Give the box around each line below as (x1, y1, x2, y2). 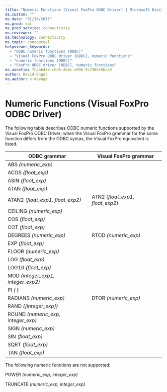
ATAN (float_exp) (7, 185, 48, 192)
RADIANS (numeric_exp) (7, 294, 65, 301)
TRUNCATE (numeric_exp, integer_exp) (5, 381, 85, 387)
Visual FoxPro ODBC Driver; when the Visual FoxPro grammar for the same (5, 130, 158, 136)
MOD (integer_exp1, (7, 272, 55, 279)
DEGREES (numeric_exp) (7, 232, 66, 238)
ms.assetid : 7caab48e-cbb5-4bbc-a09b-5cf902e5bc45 (5, 68, 112, 73)
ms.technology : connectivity (5, 35, 66, 40)
